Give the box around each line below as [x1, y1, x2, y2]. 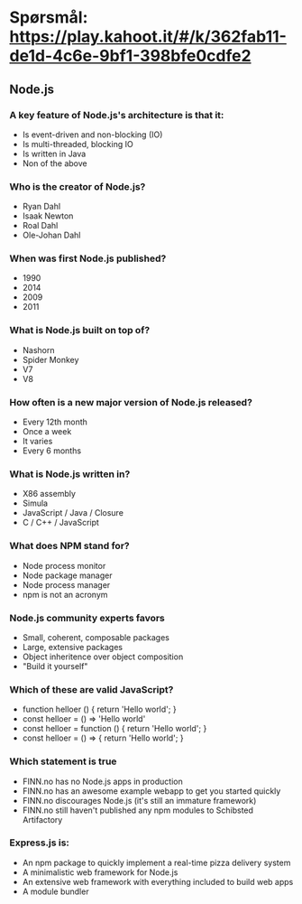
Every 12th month [22, 416, 88, 427]
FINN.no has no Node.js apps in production [22, 776, 183, 787]
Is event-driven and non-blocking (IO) [22, 129, 163, 140]
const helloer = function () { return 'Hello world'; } [22, 723, 207, 734]
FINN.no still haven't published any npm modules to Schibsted [22, 805, 254, 815]
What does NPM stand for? [9, 540, 130, 553]
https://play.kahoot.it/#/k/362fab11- [9, 26, 287, 47]
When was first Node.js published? [9, 252, 167, 265]
